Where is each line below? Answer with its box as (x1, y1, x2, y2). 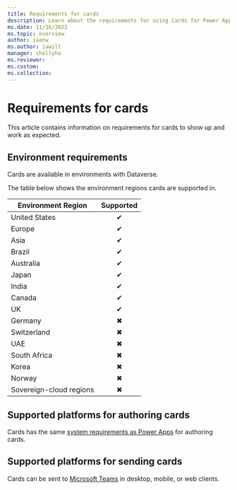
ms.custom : (7, 63, 39, 70)
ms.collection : (7, 69, 52, 76)
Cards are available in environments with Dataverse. (7, 170, 159, 179)
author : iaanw (7, 37, 49, 44)
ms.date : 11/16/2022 (7, 23, 68, 30)
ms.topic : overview (7, 30, 65, 37)
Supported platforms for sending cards (7, 455, 183, 467)
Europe (11, 224, 35, 234)
